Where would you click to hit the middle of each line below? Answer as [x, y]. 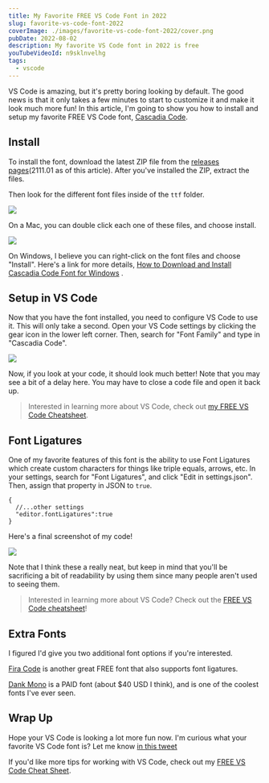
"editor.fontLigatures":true [64, 515]
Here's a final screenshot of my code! [71, 536]
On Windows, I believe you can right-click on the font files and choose [124, 255]
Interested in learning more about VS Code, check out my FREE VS [138, 407]
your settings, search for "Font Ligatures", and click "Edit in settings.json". [130, 477]
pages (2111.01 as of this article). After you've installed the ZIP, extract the [129, 170]
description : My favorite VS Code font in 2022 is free [104, 46]
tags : [17, 61]
